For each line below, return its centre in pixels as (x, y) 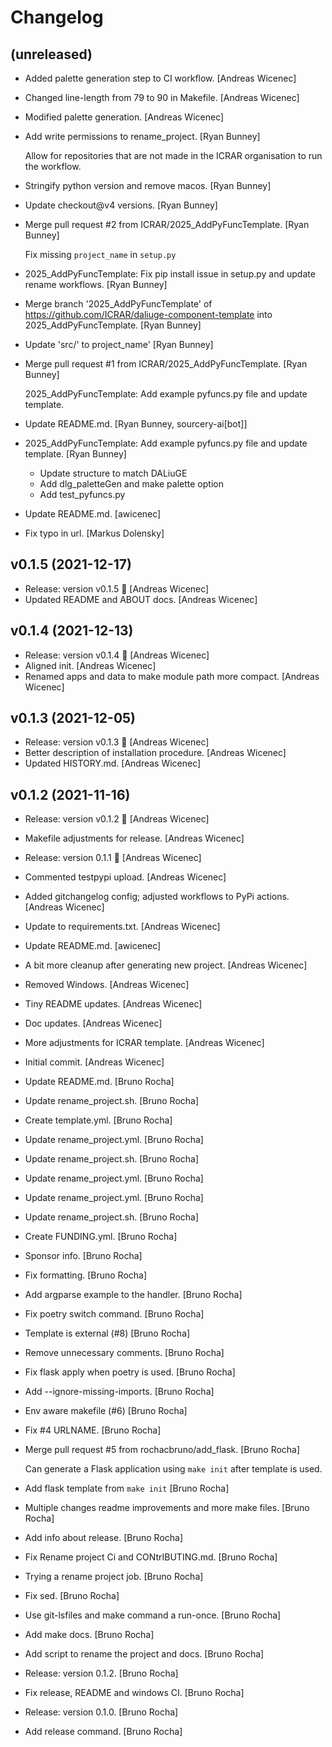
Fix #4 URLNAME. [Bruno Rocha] (93, 1430)
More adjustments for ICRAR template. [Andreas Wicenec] (144, 1043)
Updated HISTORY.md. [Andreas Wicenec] (113, 763)
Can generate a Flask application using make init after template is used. (173, 1469)
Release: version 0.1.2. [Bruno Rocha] (101, 1673)
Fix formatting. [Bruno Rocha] (86, 1275)
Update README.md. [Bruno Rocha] (99, 1082)
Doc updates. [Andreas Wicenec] (93, 1023)
